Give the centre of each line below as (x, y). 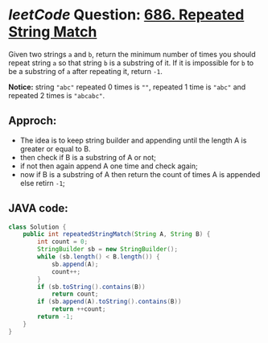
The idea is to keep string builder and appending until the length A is (133, 140)
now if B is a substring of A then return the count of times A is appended (140, 174)
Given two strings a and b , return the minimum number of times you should (132, 54)
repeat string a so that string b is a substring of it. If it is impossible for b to (131, 63)
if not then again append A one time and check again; (109, 166)
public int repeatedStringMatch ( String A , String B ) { (117, 234)
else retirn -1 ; (43, 183)
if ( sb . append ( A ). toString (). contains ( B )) (109, 302)
